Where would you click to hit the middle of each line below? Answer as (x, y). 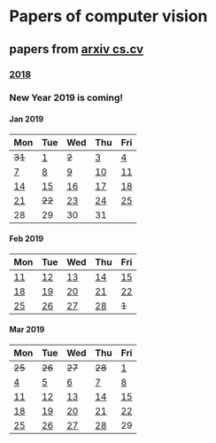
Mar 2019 (27, 330)
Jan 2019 (27, 119)
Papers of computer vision (108, 16)
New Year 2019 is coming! (66, 97)
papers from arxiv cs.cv (77, 49)
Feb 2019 (27, 239)
